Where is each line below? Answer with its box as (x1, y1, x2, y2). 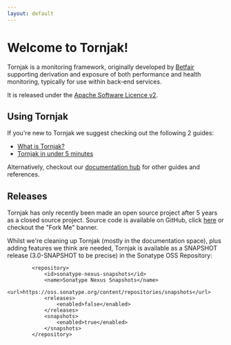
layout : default (7, 10, 54, 17)
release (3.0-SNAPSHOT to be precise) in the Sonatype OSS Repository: (7, 251, 212, 259)
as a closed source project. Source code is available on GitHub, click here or (7, 216, 224, 224)
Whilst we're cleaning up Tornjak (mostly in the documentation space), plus (7, 237, 222, 245)
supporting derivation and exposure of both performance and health (7, 70, 201, 78)
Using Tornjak (7, 110, 69, 122)
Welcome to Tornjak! (7, 39, 129, 55)
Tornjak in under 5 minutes (17, 150, 94, 158)
